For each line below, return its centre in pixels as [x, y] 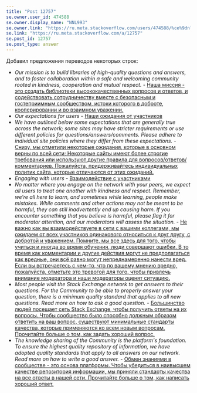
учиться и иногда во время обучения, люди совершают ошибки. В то [101, 246]
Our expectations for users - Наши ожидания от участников [89, 116]
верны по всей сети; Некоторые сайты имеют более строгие [91, 153]
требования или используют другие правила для [76, 160]
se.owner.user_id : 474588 [38, 17]
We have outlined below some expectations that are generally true [95, 122]
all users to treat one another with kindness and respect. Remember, [97, 191]
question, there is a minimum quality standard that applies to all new [97, 296]
